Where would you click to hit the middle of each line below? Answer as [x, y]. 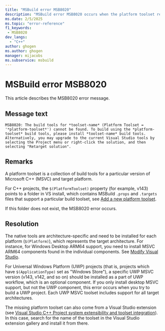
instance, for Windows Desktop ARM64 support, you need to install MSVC [80, 246]
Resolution [22, 224]
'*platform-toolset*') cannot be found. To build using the [68, 129]
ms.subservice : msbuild [29, 60]
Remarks [19, 162]
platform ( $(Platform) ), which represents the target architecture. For [74, 241]
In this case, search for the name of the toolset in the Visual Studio [72, 318]
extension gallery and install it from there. [47, 323]
